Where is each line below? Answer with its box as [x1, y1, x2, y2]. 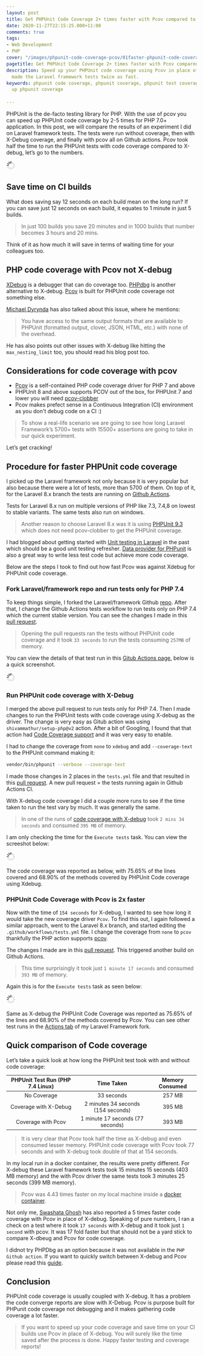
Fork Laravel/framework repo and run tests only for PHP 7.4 [6, 585, 184, 593]
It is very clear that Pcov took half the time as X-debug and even [21, 1135, 181, 1142]
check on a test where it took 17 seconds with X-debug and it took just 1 [6, 1221, 185, 1229]
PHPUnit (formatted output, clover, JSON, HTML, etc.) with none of [21, 324, 188, 331]
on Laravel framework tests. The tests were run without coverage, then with [6, 130, 195, 136]
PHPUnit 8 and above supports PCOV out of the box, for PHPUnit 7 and [14, 388, 192, 396]
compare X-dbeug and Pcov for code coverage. [6, 1234, 126, 1241]
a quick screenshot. [6, 660, 56, 668]
